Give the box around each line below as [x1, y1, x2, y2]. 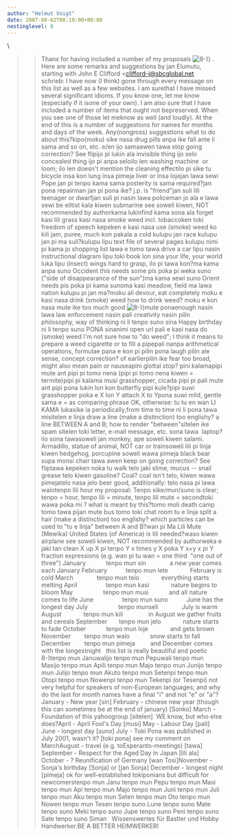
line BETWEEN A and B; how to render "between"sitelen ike [41, 420, 209, 428]
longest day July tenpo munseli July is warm [41, 603, 218, 611]
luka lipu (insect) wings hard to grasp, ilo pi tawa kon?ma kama [41, 259, 220, 268]
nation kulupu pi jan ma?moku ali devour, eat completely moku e [41, 289, 223, 297]
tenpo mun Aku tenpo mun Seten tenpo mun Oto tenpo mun [41, 793, 211, 801]
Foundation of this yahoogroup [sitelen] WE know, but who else [41, 712, 222, 720]
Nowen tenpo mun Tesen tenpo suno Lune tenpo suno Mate [41, 800, 211, 808]
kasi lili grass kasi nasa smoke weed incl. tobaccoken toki [41, 216, 204, 224]
